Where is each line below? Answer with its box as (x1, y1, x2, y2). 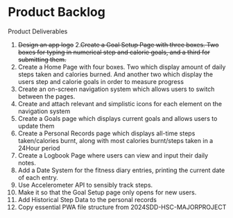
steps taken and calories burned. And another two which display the (17, 70, 214, 78)
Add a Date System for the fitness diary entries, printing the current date (17, 166, 225, 174)
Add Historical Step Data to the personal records (17, 195, 157, 203)
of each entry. (17, 173, 58, 181)
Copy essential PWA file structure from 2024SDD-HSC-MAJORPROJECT (17, 203, 227, 211)
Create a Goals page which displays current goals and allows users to (17, 114, 218, 122)
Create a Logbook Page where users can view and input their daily (17, 151, 209, 160)
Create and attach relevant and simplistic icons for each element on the (17, 99, 223, 108)
